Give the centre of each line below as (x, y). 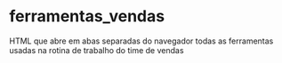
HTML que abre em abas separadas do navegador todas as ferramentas (141, 41)
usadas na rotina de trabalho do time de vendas (97, 50)
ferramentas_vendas (87, 16)
